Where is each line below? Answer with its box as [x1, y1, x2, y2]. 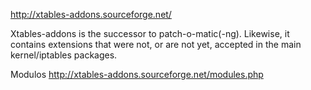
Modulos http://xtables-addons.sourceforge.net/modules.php [10, 69, 264, 80]
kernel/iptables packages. [10, 49, 118, 61]
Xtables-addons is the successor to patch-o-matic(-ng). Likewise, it [10, 28, 290, 39]
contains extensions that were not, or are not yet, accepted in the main [10, 39, 302, 50]
